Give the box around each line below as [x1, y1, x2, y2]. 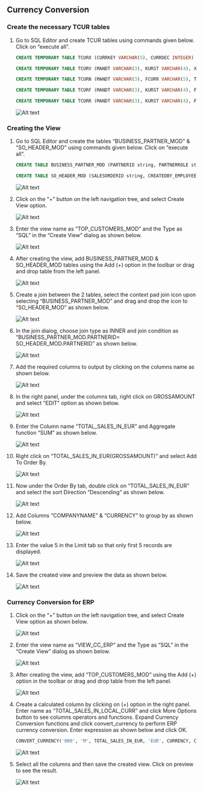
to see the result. [15, 767, 58, 774]
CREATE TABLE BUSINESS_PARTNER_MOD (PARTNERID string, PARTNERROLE [15, 162, 189, 168]
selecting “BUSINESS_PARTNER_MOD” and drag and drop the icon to [15, 297, 188, 305]
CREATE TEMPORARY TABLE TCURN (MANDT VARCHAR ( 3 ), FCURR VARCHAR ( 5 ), [15, 76, 192, 82]
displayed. [15, 548, 42, 556]
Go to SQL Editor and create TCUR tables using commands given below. [15, 36, 195, 44]
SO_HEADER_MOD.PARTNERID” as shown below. [15, 340, 138, 347]
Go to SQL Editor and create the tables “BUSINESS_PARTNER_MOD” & [15, 138, 190, 145]
